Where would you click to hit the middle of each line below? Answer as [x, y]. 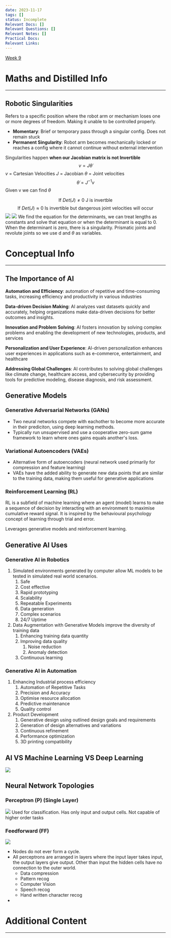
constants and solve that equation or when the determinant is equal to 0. [81, 222]
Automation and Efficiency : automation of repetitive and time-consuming [83, 291]
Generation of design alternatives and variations [70, 725]
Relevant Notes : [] [26, 34]
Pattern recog [35, 878]
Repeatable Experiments [46, 603]
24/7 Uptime [33, 620]
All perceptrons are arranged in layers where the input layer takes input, [88, 857]
